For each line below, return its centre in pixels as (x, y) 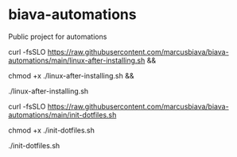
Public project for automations (58, 36)
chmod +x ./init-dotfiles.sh (52, 130)
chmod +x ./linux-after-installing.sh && (71, 75)
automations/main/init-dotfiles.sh (62, 115)
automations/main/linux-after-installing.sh (77, 60)
